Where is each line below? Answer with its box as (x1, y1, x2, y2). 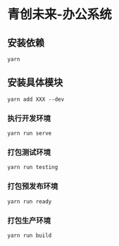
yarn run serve (7, 130, 52, 137)
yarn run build (7, 232, 52, 239)
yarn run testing (7, 164, 58, 171)
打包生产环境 (7, 216, 51, 226)
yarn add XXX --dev (7, 96, 65, 103)
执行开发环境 (7, 113, 51, 123)
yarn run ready (7, 198, 52, 205)
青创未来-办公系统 (7, 6, 113, 23)
